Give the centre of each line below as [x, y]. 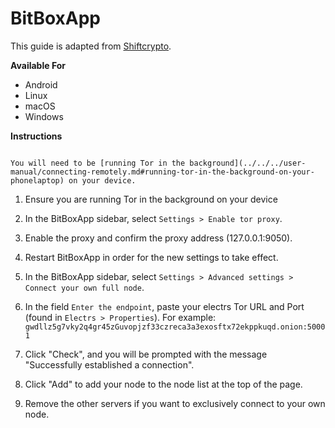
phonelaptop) [37, 180]
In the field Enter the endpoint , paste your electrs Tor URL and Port [164, 306]
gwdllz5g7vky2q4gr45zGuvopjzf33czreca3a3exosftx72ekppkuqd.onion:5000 [175, 327]
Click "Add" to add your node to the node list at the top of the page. [163, 384]
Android [41, 84]
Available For [38, 65]
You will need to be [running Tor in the [98, 163]
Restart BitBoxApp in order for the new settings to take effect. [151, 257]
